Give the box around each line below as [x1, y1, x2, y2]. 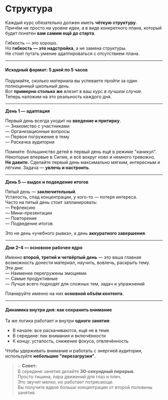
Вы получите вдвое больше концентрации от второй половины [17, 384, 152, 390]
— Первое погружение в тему [5, 133, 70, 140]
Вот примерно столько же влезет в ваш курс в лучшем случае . [5, 88, 142, 94]
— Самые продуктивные [5, 275, 58, 281]
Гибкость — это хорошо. [5, 39, 58, 45]
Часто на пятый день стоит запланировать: [5, 199, 97, 205]
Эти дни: [5, 265, 24, 271]
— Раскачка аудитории [5, 139, 55, 145]
